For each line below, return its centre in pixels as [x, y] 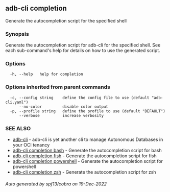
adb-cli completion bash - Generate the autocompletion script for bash [87, 150]
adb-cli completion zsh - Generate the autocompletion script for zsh [84, 172]
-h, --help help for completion [46, 74]
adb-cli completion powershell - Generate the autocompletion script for [88, 161]
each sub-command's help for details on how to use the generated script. [83, 51]
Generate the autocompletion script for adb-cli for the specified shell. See [83, 45]
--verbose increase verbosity [61, 115]
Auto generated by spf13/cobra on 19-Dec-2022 [56, 184]
